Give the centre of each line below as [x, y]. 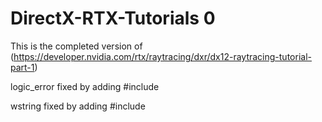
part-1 [22, 67]
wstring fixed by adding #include [78, 106]
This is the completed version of [76, 46]
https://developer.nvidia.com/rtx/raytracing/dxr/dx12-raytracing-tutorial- [162, 56]
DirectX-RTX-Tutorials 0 [113, 18]
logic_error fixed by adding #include [85, 86]
